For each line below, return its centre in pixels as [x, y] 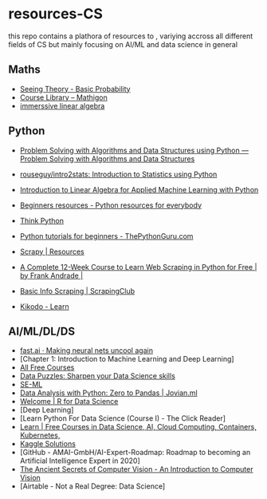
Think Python [41, 220]
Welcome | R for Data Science [69, 402]
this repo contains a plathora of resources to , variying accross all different [131, 36]
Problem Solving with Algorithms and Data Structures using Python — [134, 150]
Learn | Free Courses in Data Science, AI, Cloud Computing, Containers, [138, 427]
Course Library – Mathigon [63, 97]
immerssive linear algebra [62, 105]
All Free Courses [47, 367]
